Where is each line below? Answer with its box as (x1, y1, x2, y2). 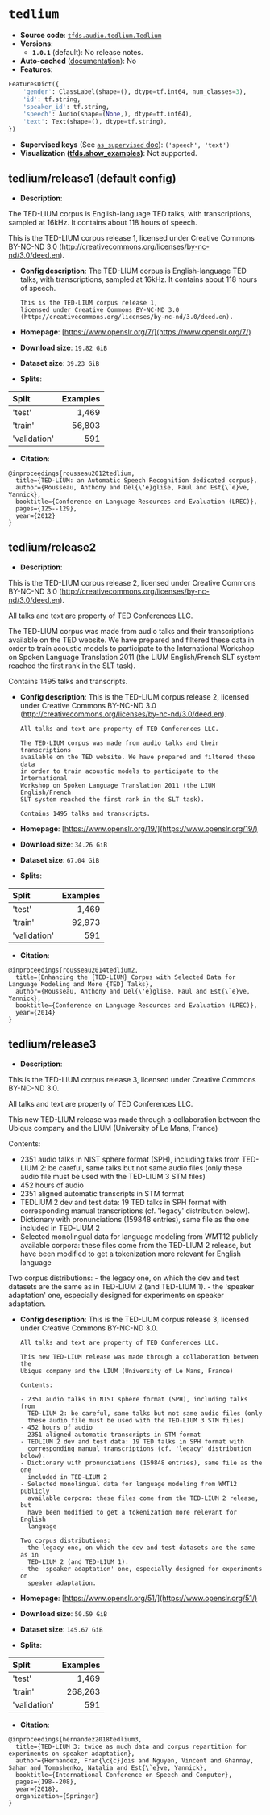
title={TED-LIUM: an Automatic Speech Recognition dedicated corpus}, (15, 476, 258, 485)
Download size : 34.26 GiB (19, 839, 107, 849)
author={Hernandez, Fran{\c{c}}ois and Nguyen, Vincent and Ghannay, (15, 1756, 254, 1765)
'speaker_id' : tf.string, (23, 103, 110, 111)
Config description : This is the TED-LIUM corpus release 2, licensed (19, 691, 250, 701)
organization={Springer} (15, 1792, 99, 1800)
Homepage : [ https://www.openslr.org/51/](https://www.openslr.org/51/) (19, 1593, 258, 1603)
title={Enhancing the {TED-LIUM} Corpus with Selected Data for (15, 973, 236, 981)
